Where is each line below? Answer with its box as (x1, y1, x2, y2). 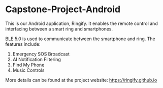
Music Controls (12, 67, 45, 73)
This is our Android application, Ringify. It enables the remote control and (5, 20, 158, 26)
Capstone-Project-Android (5, 4, 121, 15)
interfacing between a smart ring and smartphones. (5, 25, 113, 32)
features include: (5, 41, 41, 47)
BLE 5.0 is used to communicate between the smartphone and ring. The (5, 36, 156, 42)
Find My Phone (12, 62, 45, 68)
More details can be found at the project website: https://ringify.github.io (5, 77, 157, 83)
